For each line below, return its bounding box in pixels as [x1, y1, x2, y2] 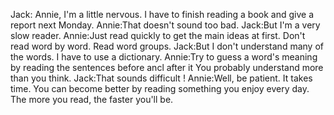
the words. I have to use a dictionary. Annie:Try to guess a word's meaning [10, 51, 318, 63]
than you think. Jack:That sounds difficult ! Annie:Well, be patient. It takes [10, 72, 313, 84]
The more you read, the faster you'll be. [10, 94, 174, 105]
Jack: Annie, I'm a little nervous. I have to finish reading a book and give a [10, 9, 315, 20]
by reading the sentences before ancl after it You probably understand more [10, 62, 324, 73]
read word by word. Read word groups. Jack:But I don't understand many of [10, 40, 324, 52]
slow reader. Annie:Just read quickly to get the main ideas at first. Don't [10, 30, 306, 41]
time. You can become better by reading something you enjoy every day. [10, 83, 310, 94]
